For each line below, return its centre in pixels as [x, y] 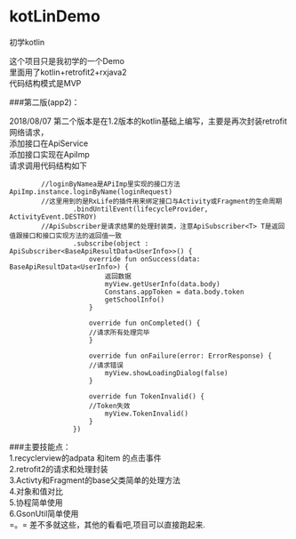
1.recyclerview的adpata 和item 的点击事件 [85, 458]
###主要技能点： [40, 446]
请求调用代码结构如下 [48, 165]
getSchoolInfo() [135, 300]
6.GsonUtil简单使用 [44, 513]
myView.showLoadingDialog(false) [166, 373]
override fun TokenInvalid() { [146, 396]
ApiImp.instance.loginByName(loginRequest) [91, 192]
